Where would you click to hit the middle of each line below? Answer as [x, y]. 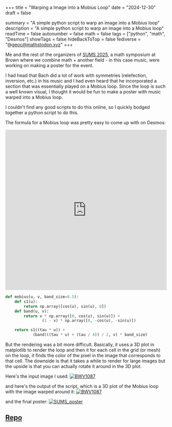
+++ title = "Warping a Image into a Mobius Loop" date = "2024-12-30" [81, 7]
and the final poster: [26, 402]
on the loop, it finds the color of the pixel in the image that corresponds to [83, 355]
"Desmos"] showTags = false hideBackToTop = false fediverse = [73, 39]
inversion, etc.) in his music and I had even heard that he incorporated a [81, 81]
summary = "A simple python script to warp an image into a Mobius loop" [83, 23]
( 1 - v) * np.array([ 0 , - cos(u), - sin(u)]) [89, 321]
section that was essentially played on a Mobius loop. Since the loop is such [85, 86]
